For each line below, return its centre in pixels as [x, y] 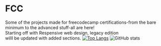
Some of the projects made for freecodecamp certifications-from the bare [81, 22]
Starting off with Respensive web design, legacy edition [62, 33]
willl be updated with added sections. [43, 38]
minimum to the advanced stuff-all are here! [50, 27]
